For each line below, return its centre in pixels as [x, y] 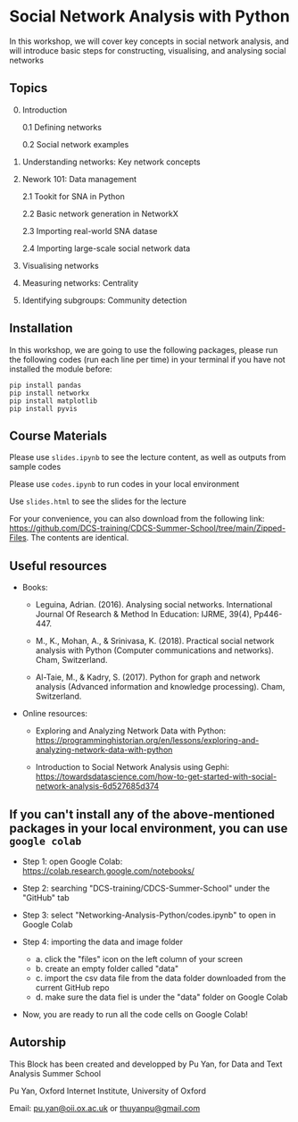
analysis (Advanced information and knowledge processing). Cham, [160, 687]
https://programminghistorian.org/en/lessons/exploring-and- [147, 741]
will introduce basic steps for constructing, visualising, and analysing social [148, 50]
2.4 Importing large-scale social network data [106, 248]
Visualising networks [61, 265]
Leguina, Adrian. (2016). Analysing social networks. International [154, 605]
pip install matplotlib [54, 401]
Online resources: [54, 714]
